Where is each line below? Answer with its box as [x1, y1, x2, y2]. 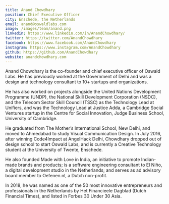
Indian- [141, 157, 156, 163]
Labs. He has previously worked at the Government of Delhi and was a [5, 74, 152, 80]
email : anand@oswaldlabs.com [5, 21, 67, 27]
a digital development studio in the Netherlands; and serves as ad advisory [5, 167, 161, 173]
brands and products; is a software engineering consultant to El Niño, [18, 162, 162, 168]
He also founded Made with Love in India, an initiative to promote [5, 157, 140, 163]
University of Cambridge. [5, 116, 58, 122]
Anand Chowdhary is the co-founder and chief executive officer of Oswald [5, 68, 160, 74]
